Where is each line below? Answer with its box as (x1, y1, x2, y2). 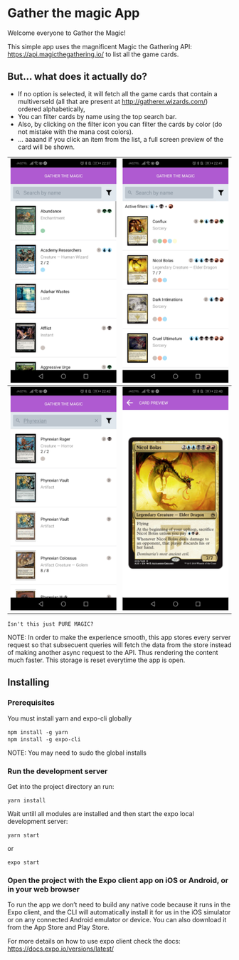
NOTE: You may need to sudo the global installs (7, 748, 147, 757)
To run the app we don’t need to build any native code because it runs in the (7, 900, 231, 909)
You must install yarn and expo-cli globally (7, 714, 132, 723)
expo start (7, 859, 40, 866)
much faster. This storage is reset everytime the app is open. (7, 656, 186, 664)
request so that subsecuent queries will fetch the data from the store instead (7, 640, 232, 649)
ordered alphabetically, (17, 105, 85, 113)
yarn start (7, 832, 40, 839)
